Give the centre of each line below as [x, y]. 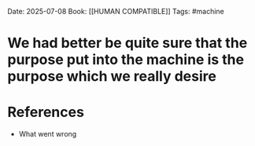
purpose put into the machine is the [126, 60]
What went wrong [48, 134]
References [46, 112]
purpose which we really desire [112, 77]
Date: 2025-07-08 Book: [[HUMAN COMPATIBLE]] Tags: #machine [116, 11]
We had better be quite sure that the [128, 43]
